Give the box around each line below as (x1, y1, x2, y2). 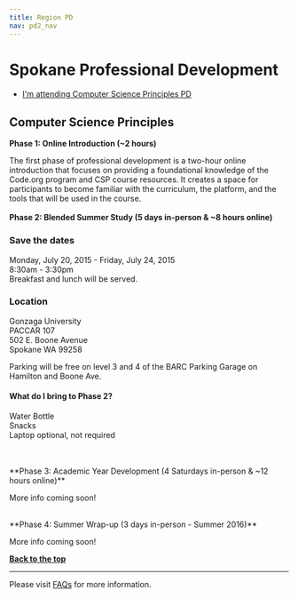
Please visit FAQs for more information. (9, 579, 153, 590)
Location (9, 295, 49, 307)
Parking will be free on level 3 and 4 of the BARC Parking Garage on (9, 361, 258, 371)
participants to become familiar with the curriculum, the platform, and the (9, 184, 277, 195)
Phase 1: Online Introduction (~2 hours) (9, 139, 157, 149)
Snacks (9, 420, 37, 431)
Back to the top (9, 554, 67, 564)
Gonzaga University (9, 315, 82, 326)
